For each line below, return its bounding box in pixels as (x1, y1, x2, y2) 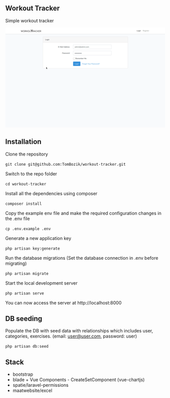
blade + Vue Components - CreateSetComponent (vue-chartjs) (12, 377, 145, 383)
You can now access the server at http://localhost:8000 (5, 299, 122, 305)
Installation (5, 137, 42, 146)
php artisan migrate (5, 271, 49, 276)
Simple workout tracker (5, 17, 54, 23)
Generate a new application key (5, 235, 72, 241)
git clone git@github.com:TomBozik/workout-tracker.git (5, 162, 126, 167)
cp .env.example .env (5, 226, 51, 231)
